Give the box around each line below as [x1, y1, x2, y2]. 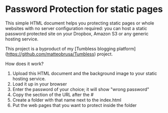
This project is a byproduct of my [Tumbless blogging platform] [5, 45, 136, 51]
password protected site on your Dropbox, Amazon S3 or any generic [5, 30, 149, 36]
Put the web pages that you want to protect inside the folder [12, 102, 137, 108]
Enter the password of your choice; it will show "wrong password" [12, 86, 149, 92]
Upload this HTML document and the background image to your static [12, 70, 157, 76]
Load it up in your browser [12, 81, 67, 87]
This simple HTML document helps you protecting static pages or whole [5, 20, 154, 26]
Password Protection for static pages [5, 3, 163, 15]
